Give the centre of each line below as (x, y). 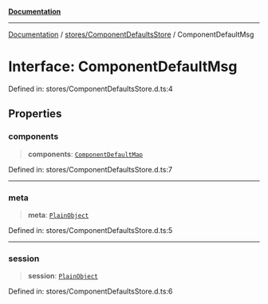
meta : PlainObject (58, 215)
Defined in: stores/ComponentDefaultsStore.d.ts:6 (91, 291)
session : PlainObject (63, 276)
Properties (35, 114)
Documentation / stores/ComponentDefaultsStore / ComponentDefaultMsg (131, 34)
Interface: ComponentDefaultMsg (123, 67)
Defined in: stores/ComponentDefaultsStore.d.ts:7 (91, 169)
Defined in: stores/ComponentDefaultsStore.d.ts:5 (91, 230)
